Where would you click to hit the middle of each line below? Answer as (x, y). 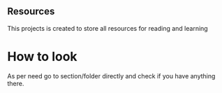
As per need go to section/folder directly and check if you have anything (111, 76)
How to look (43, 57)
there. (16, 83)
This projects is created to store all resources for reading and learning (108, 28)
